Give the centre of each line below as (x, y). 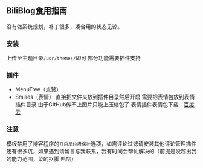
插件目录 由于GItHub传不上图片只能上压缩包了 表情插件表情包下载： (99, 105)
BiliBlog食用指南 (37, 11)
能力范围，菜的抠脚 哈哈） (44, 158)
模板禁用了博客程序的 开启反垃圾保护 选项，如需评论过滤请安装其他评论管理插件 (101, 143)
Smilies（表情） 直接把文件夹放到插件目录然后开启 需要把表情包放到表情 (105, 97)
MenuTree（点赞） (38, 89)
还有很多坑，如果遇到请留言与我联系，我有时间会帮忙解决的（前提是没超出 (99, 151)
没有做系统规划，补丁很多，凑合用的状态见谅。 (64, 27)
